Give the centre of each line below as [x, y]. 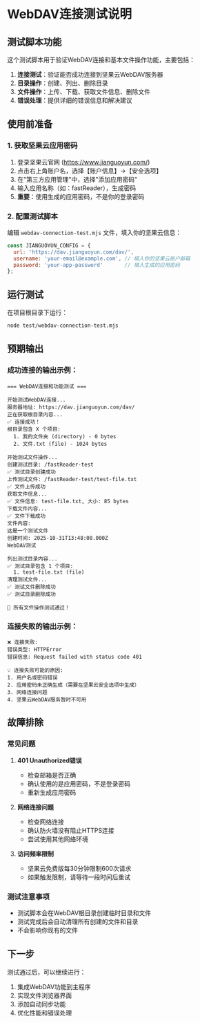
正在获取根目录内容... [35, 414]
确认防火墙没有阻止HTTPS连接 [71, 830]
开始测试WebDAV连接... [37, 400]
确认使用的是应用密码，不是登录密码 [79, 783]
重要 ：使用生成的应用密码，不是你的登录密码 [81, 196]
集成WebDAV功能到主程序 [54, 986]
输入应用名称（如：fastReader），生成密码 [77, 188]
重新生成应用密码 [52, 792]
